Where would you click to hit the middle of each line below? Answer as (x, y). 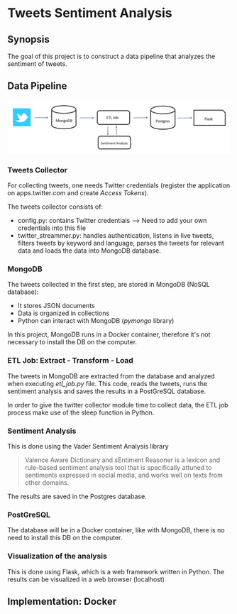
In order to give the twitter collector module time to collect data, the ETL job (118, 405)
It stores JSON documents (56, 306)
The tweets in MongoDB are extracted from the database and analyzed (111, 376)
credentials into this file (52, 228)
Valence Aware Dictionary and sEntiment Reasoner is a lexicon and (122, 460)
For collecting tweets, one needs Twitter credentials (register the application (119, 185)
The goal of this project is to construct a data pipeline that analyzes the (111, 56)
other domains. (47, 483)
